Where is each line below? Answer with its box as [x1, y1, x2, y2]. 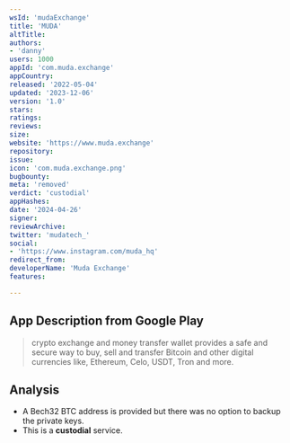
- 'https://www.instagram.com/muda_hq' [9, 247, 159, 256]
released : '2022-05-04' [9, 80, 99, 89]
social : [9, 239, 39, 248]
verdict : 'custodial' [9, 189, 91, 198]
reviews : [9, 122, 42, 131]
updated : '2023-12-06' [9, 88, 94, 97]
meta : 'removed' [9, 181, 70, 190]
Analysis [9, 382, 60, 397]
